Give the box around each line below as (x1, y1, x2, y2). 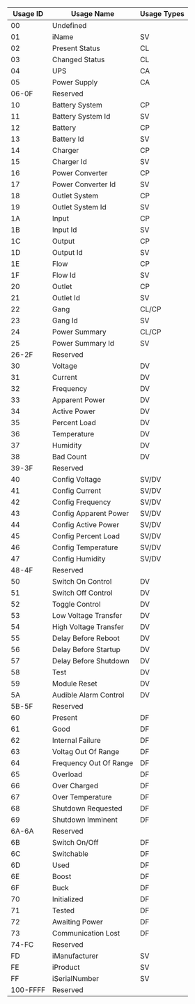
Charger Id (52, 157, 87, 166)
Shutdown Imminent (52, 815, 118, 825)
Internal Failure (52, 736, 101, 745)
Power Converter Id (52, 179, 116, 189)
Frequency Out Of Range (52, 758, 134, 767)
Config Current (52, 486, 102, 495)
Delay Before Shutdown (52, 656, 130, 665)
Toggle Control (52, 600, 101, 609)
